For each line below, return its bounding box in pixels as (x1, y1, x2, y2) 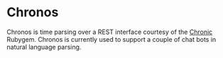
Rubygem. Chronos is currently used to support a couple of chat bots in (6, 35, 217, 43)
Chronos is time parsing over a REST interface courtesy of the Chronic (6, 28, 213, 36)
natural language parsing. (6, 42, 82, 51)
